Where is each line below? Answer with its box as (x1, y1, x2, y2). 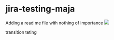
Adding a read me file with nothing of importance (5, 20, 103, 26)
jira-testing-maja (5, 3, 75, 14)
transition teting (5, 29, 37, 35)
